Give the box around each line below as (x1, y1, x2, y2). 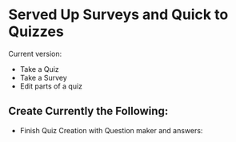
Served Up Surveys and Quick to (8, 6, 229, 24)
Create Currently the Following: (8, 105, 169, 118)
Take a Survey (19, 73, 68, 82)
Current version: (8, 49, 62, 58)
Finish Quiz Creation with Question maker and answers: (19, 125, 203, 135)
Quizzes (8, 22, 64, 41)
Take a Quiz (19, 64, 60, 73)
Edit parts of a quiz (19, 81, 82, 91)
